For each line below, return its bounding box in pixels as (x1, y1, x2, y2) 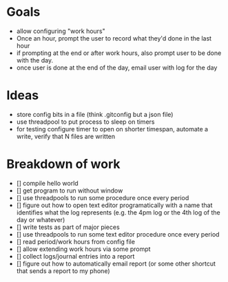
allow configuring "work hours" (16, 27, 106, 35)
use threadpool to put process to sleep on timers (16, 118, 155, 126)
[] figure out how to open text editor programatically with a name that (16, 201, 213, 209)
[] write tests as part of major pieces (16, 223, 120, 231)
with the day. (16, 56, 53, 64)
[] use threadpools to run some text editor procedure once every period (16, 230, 220, 238)
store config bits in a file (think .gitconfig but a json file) (16, 110, 174, 118)
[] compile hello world (16, 179, 79, 187)
